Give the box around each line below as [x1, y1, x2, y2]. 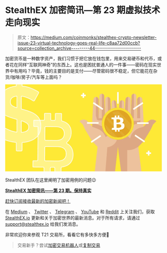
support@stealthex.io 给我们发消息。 [5, 221, 81, 227]
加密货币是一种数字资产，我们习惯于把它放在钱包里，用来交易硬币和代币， [5, 55, 158, 61]
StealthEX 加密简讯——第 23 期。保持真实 [5, 187, 92, 193]
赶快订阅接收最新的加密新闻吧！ [5, 198, 71, 204]
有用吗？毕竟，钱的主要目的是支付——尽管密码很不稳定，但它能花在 [13, 68, 153, 74]
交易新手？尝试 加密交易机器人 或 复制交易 [17, 242, 100, 248]
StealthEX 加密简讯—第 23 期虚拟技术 [5, 4, 161, 16]
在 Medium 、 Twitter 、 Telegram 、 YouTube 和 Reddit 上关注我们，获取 [5, 208, 155, 214]
